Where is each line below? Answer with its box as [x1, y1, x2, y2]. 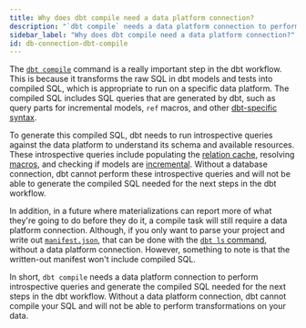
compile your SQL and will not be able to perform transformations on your [9, 301, 287, 312]
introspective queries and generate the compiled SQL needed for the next [9, 282, 287, 292]
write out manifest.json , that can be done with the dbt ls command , [9, 234, 267, 246]
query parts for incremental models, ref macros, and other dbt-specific [9, 102, 278, 114]
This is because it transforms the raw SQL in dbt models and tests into [9, 74, 273, 85]
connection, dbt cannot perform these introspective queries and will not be [9, 169, 291, 179]
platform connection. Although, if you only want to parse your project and [9, 225, 285, 236]
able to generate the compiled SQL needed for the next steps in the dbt [9, 179, 277, 190]
